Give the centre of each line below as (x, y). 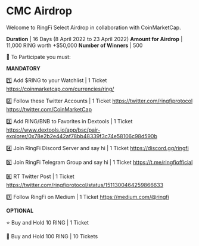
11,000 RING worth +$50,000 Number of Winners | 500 (74, 45)
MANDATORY (23, 68)
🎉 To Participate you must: (38, 57)
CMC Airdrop (39, 11)
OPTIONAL (20, 210)
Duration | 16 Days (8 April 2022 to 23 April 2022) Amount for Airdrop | (94, 39)
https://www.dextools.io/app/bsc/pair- (53, 130)
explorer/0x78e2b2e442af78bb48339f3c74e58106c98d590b (82, 136)
